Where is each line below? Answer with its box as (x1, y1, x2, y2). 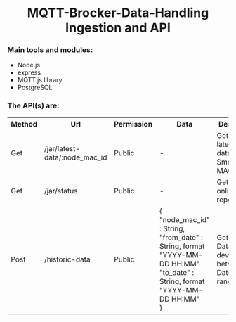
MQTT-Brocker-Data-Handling (27, 5, 209, 21)
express (17, 68, 41, 77)
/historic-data (44, 255, 91, 264)
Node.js (17, 61, 41, 70)
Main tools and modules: (7, 45, 93, 55)
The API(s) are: (7, 101, 60, 110)
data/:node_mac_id (44, 153, 107, 162)
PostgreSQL (17, 83, 53, 92)
